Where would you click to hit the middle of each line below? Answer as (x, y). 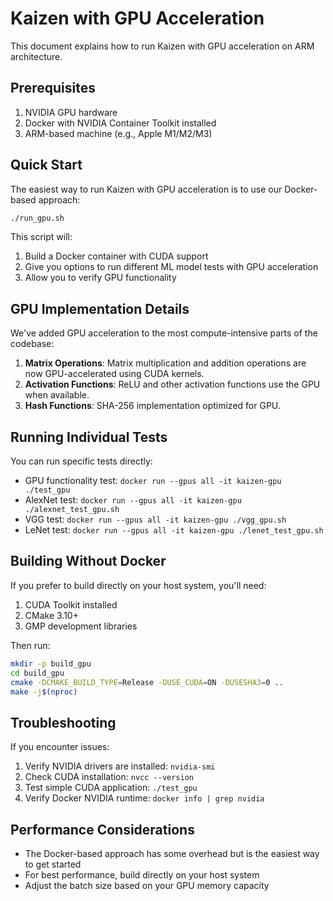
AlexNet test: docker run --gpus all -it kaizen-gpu (133, 500)
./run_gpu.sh (37, 218)
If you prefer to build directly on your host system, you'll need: (138, 585)
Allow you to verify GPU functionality (100, 278)
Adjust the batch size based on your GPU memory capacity (147, 885)
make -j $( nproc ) (44, 692)
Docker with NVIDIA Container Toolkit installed (120, 123)
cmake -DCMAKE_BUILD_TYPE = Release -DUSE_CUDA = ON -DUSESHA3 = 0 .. (147, 682)
